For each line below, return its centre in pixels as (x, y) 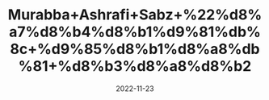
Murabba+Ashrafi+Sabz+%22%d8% (135, 15)
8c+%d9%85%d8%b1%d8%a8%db (135, 49)
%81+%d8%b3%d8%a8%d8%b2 (135, 67)
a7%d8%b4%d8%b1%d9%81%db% (135, 32)
